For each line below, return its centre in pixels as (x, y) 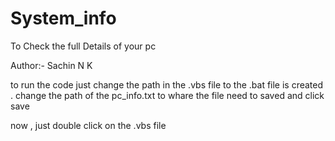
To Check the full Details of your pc (83, 46)
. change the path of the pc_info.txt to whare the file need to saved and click (167, 95)
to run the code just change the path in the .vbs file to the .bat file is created (167, 84)
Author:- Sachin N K (51, 65)
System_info (63, 18)
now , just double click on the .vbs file (88, 125)
